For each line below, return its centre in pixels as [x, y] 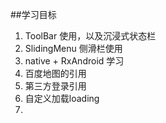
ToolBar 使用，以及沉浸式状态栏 [90, 36]
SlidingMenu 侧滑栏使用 [73, 48]
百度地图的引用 [55, 73]
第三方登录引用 [55, 86]
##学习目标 [33, 14]
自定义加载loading [62, 98]
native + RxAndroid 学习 [74, 61]
